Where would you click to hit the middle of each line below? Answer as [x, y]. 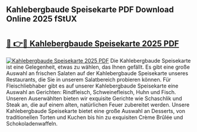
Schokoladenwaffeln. [32, 123]
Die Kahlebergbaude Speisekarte [150, 61]
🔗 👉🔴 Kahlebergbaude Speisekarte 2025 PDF [93, 44]
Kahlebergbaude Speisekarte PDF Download [90, 10]
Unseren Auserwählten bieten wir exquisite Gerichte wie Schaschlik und [94, 98]
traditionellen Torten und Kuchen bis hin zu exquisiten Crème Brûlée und [95, 117]
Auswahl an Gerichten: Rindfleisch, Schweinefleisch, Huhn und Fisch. [91, 92]
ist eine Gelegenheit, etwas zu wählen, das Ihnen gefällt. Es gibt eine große [98, 67]
